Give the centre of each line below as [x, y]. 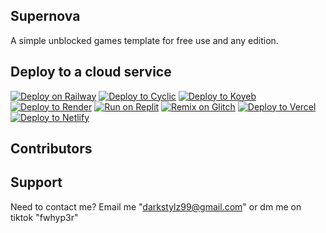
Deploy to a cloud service [91, 72]
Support [36, 182]
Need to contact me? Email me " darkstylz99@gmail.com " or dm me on [156, 206]
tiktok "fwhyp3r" [44, 217]
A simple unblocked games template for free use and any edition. [144, 40]
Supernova [45, 16]
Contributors [51, 149]
